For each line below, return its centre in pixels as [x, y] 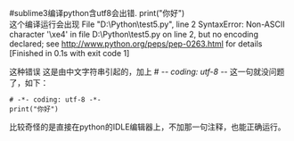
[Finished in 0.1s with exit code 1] [69, 53]
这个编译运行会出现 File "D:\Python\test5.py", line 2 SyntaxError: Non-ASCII [147, 24]
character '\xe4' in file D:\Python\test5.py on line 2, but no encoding [134, 34]
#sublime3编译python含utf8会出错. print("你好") [97, 13]
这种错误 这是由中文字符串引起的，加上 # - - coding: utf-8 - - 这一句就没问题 [147, 71]
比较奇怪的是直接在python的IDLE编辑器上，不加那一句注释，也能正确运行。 [148, 127]
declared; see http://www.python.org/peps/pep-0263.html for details [136, 44]
